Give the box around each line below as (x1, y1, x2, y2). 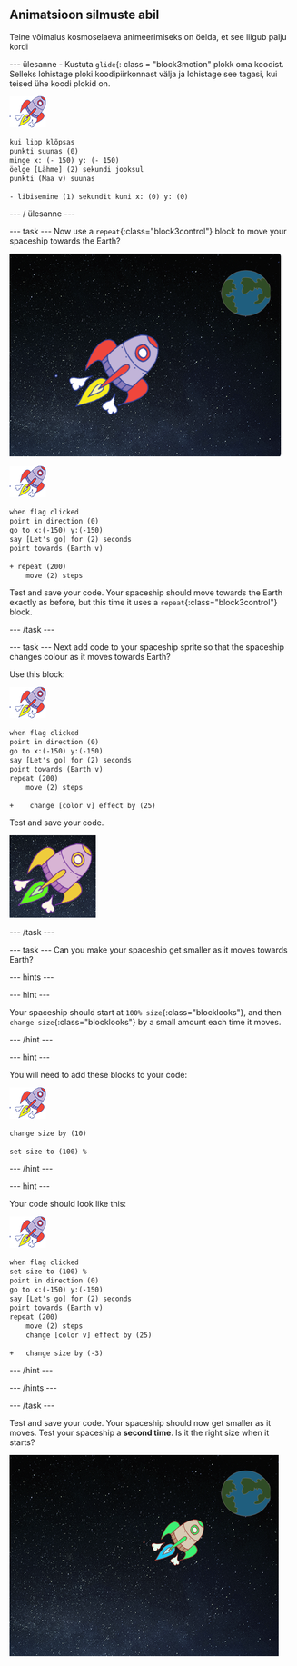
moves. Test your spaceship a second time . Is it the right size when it (9, 1427, 270, 1438)
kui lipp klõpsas (9, 137, 75, 146)
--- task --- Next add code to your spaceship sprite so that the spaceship (9, 641, 284, 653)
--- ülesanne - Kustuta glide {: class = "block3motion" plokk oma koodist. (9, 58, 284, 69)
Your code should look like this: (9, 1198, 127, 1209)
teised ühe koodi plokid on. (9, 77, 111, 89)
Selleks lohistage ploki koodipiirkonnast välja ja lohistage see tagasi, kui (9, 68, 278, 79)
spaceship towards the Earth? (9, 235, 121, 246)
